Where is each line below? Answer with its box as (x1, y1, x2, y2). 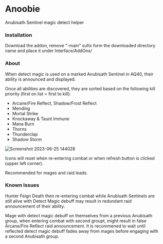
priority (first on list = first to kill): (5, 91, 72, 97)
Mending (12, 105, 30, 111)
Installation (5, 32, 33, 38)
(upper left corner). (5, 160, 44, 166)
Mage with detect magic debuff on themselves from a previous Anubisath (5, 212, 152, 218)
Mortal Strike (12, 110, 38, 116)
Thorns (12, 126, 27, 132)
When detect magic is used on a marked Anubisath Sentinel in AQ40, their (5, 71, 154, 77)
